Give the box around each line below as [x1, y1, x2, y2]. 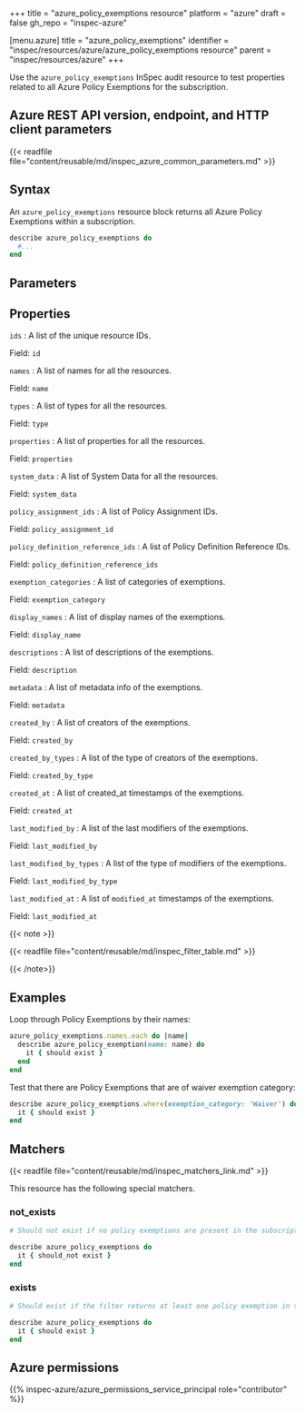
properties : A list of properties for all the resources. [9, 436, 206, 447]
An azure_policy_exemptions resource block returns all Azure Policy [9, 206, 263, 217]
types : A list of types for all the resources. [9, 400, 168, 411]
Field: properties [9, 453, 74, 464]
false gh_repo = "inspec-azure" [9, 17, 127, 28]
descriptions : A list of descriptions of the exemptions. [9, 647, 214, 657]
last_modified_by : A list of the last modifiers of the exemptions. [9, 823, 250, 834]
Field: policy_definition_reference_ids [9, 558, 159, 570]
